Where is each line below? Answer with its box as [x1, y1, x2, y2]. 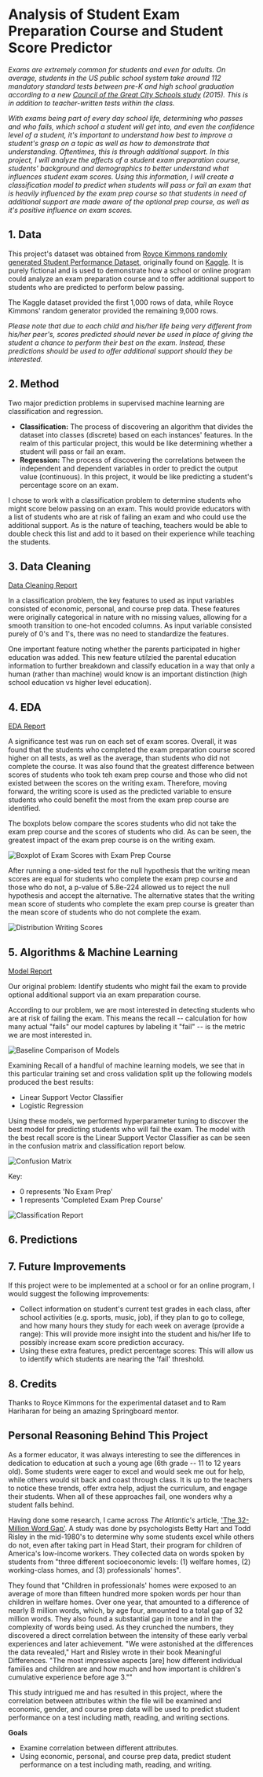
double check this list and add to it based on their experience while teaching [8, 529, 255, 538]
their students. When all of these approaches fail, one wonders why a [8, 1491, 233, 1501]
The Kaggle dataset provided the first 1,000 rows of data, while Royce [8, 297, 234, 307]
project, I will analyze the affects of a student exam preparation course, [8, 155, 241, 164]
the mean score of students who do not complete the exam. [8, 907, 202, 917]
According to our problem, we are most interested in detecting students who [8, 1006, 255, 1014]
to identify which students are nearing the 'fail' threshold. [19, 1354, 206, 1364]
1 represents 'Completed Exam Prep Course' [19, 1196, 163, 1204]
